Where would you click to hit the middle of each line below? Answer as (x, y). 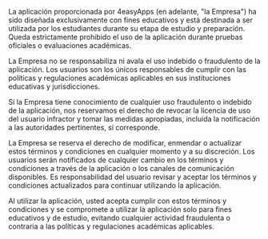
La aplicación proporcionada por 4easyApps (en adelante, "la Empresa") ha (133, 12)
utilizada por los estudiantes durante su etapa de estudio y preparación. (127, 28)
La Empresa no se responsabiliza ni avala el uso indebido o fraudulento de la (134, 61)
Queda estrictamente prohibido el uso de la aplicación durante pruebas (126, 37)
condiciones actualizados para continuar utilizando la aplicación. (115, 185)
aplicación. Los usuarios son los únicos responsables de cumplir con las (127, 70)
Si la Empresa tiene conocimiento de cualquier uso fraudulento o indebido (130, 102)
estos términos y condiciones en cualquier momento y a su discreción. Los (132, 151)
